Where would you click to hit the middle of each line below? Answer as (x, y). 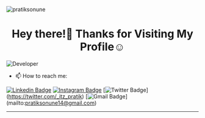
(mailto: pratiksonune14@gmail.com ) (52, 103)
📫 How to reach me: (41, 75)
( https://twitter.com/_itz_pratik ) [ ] (67, 96)
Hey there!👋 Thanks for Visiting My (103, 34)
